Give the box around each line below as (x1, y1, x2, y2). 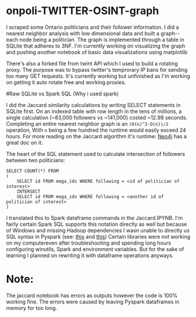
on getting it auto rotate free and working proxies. (6, 78, 126, 86)
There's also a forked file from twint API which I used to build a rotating (6, 60, 178, 67)
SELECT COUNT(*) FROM (6, 168, 59, 174)
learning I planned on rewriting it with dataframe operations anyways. (6, 252, 174, 259)
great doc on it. (6, 139, 43, 146)
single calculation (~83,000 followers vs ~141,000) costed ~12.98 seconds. (6, 114, 188, 121)
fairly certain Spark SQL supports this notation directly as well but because (6, 221, 187, 228)
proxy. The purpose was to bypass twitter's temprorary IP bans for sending (6, 66, 188, 73)
